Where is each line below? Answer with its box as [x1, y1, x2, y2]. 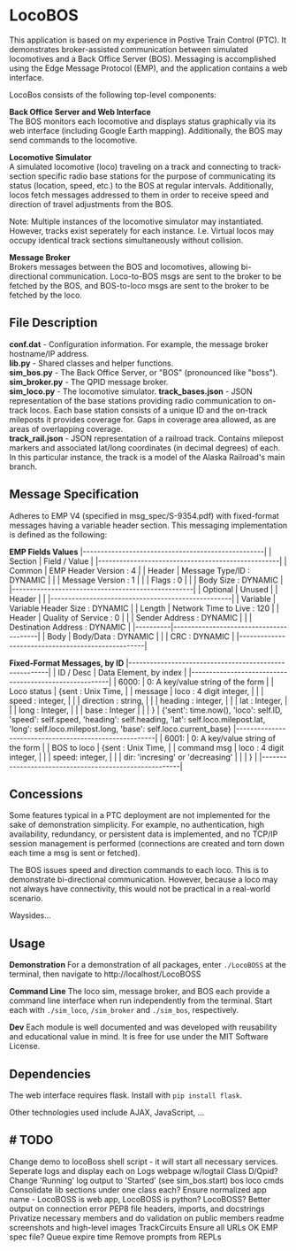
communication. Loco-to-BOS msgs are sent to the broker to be [49, 271, 282, 282]
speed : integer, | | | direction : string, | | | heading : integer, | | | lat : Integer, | [9, 695, 288, 706]
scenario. [9, 893, 43, 904]
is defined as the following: [9, 529, 108, 540]
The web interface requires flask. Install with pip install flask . [9, 1090, 243, 1100]
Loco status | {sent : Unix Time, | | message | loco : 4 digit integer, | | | [9, 685, 264, 696]
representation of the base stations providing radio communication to [9, 395, 262, 405]
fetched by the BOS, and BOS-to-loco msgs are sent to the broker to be [9, 280, 269, 290]
